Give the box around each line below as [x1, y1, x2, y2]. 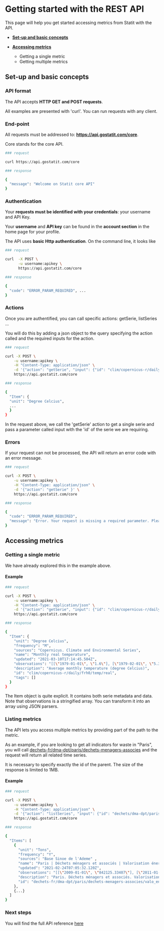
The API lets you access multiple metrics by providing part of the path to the [5, 727, 159, 733]
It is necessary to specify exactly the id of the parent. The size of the [5, 761, 143, 767]
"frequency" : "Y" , [18, 852, 56, 857]
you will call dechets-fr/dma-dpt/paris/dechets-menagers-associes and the [5, 747, 158, 752]
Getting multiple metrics [19, 58, 68, 64]
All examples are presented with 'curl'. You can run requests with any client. [5, 108, 158, 114]
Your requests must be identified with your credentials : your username [5, 209, 150, 215]
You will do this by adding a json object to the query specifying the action [5, 330, 153, 336]
